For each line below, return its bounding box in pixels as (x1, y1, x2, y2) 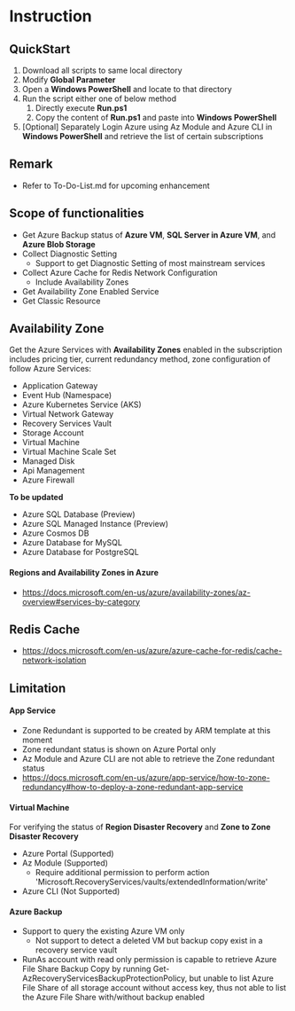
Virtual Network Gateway (21, 409, 114, 419)
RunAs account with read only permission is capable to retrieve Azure (21, 954, 277, 965)
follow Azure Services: (9, 364, 91, 374)
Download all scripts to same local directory (21, 65, 183, 75)
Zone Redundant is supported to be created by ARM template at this (21, 725, 271, 736)
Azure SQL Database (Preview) (21, 509, 136, 520)
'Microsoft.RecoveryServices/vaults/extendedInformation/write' (35, 876, 268, 888)
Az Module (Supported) (21, 858, 109, 868)
